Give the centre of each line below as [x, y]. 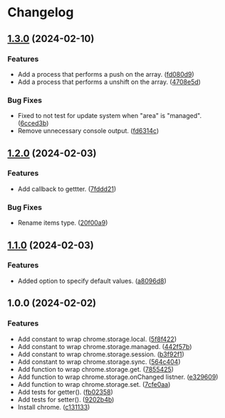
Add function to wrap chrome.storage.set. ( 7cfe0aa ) [94, 384]
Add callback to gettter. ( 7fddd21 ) [67, 188]
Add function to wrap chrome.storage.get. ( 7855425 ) [96, 369]
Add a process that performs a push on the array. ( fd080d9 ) [106, 74]
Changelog [41, 12]
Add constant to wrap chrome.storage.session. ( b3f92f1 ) [101, 354]
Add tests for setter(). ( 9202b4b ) [66, 400]
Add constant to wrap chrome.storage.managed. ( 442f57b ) [105, 346]
